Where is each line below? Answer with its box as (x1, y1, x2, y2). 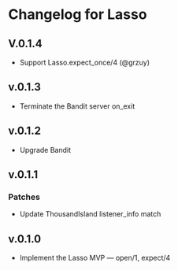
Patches (8, 191, 41, 202)
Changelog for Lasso (8, 6, 147, 24)
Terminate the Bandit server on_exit (19, 101, 135, 111)
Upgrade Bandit (19, 145, 72, 154)
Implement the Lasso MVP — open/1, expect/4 (19, 253, 171, 263)
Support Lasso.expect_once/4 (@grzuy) (19, 57, 150, 67)
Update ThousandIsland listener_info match (19, 209, 161, 219)
